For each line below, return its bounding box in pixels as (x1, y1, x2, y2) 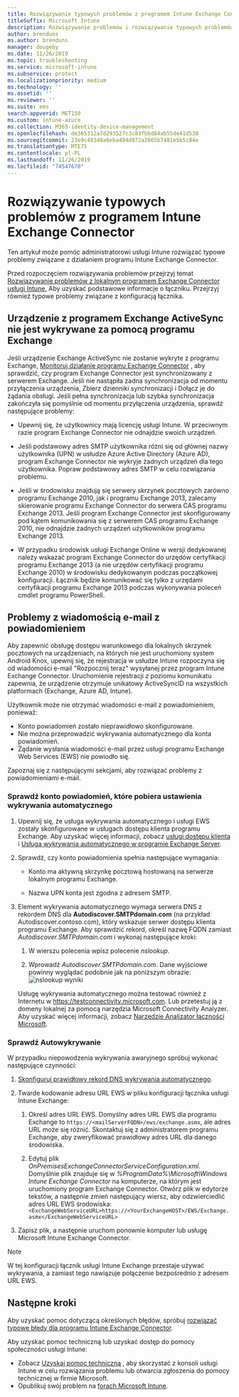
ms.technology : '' (7, 83, 62, 91)
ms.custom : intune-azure (7, 116, 81, 123)
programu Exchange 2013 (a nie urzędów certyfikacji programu (17, 561, 204, 569)
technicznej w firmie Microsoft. (17, 1373, 109, 1382)
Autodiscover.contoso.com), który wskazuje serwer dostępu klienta (17, 917, 216, 926)
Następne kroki (7, 1297, 77, 1309)
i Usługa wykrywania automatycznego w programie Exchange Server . (17, 839, 222, 848)
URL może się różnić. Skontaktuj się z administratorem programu (28, 1125, 218, 1134)
